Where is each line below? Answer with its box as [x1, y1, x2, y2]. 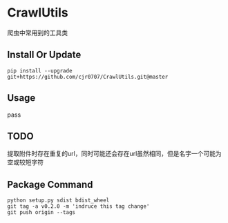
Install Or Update [7, 49, 82, 61]
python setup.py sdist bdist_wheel [7, 197, 110, 204]
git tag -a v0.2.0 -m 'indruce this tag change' [7, 203, 150, 210]
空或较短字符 [7, 158, 44, 166]
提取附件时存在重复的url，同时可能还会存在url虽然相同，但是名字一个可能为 [7, 150, 222, 158]
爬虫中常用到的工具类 [7, 28, 68, 37]
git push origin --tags [7, 209, 76, 216]
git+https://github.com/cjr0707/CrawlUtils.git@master [7, 73, 169, 80]
